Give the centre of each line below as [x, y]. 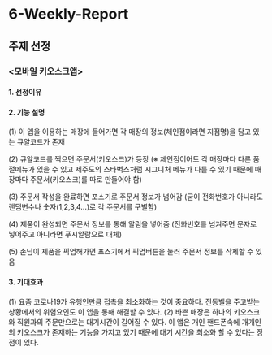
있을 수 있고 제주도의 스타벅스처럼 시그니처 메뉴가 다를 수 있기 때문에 [145, 169]
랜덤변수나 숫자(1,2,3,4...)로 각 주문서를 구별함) [83, 207]
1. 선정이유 [25, 92]
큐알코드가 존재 [41, 142]
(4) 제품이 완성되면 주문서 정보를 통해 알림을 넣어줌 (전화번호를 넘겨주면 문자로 [133, 224]
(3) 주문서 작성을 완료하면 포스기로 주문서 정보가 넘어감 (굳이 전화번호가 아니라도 [136, 197]
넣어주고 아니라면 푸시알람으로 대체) [65, 234]
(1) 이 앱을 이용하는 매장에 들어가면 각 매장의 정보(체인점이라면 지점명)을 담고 [130, 132]
